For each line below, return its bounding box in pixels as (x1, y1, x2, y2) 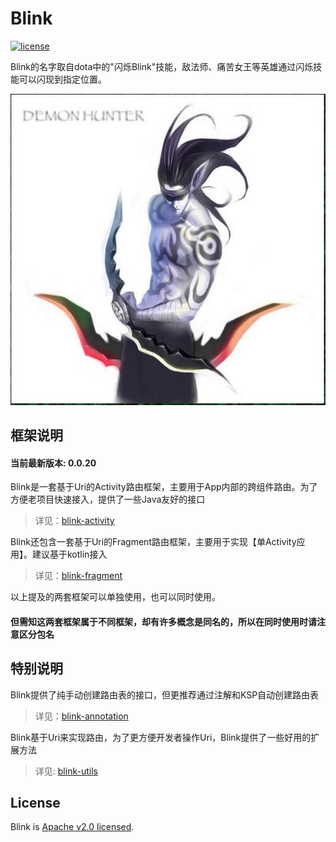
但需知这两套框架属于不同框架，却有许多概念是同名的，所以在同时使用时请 (10, 615, 317, 627)
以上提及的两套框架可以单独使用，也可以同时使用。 (10, 591, 221, 603)
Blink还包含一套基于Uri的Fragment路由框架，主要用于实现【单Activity (10, 536, 297, 548)
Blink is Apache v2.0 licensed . (10, 821, 135, 833)
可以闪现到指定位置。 (18, 73, 107, 85)
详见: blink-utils (34, 765, 98, 777)
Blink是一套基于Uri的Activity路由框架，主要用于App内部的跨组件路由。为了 (10, 481, 318, 493)
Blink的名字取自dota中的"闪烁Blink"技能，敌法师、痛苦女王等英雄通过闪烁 (10, 60, 314, 72)
